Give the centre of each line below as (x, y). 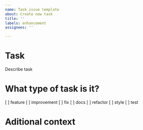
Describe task (19, 69)
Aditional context (40, 122)
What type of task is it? (52, 89)
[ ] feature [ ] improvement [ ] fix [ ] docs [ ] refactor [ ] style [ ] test (72, 102)
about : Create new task (29, 14)
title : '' (15, 18)
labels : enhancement (26, 23)
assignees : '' (19, 28)
